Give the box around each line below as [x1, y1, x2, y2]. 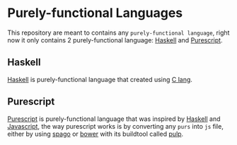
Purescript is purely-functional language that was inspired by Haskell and [7, 115, 221, 123]
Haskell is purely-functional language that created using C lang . [7, 75, 193, 83]
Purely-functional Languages [7, 5, 183, 21]
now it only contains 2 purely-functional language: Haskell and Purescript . [7, 35, 223, 44]
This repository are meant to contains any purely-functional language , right [7, 28, 230, 37]
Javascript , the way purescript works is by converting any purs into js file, [7, 122, 224, 130]
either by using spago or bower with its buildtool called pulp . [7, 129, 184, 138]
